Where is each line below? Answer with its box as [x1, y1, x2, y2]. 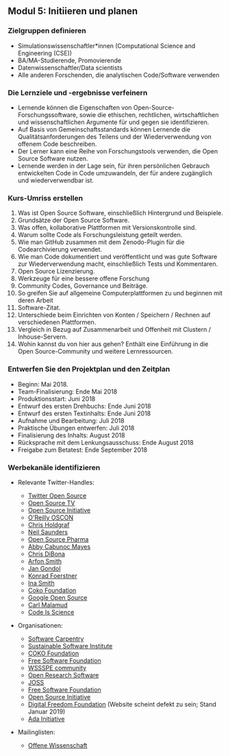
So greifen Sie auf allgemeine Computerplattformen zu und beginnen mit [17, 289, 223, 297]
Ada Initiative [27, 714, 65, 722]
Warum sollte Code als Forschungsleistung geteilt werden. [17, 231, 183, 239]
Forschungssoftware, [17, 110, 78, 119]
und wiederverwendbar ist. [17, 176, 94, 184]
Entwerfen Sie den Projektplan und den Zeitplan [8, 365, 170, 374]
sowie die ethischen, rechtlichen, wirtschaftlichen [79, 110, 219, 119]
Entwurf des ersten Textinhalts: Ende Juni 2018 [17, 409, 151, 417]
